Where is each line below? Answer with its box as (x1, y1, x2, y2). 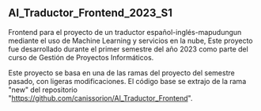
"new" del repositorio (8, 85, 78, 94)
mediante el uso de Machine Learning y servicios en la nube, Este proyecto (8, 36, 253, 45)
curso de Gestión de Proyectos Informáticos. (8, 52, 154, 62)
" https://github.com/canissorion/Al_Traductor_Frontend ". (8, 93, 193, 102)
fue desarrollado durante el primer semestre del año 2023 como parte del (8, 44, 249, 54)
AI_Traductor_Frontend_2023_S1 (8, 6, 172, 20)
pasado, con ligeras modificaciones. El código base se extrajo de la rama (8, 76, 247, 86)
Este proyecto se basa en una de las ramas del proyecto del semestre (8, 67, 235, 78)
